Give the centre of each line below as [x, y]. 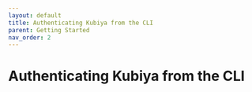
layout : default [35, 15]
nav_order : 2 [30, 37]
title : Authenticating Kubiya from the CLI [81, 23]
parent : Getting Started [49, 30]
